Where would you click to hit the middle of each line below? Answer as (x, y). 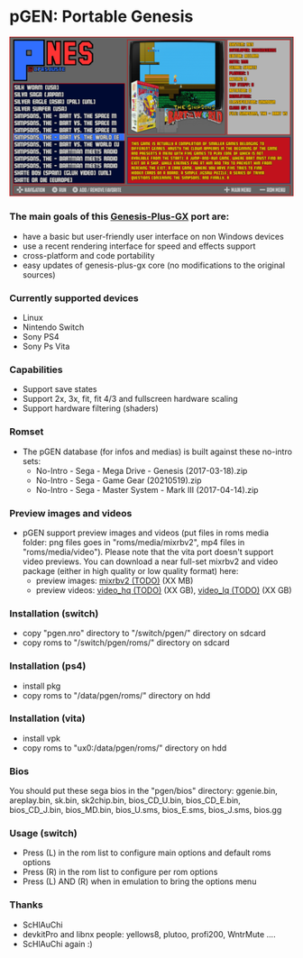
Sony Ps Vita (46, 347)
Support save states (60, 389)
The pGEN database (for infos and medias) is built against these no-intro (157, 452)
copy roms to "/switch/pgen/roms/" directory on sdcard (126, 643)
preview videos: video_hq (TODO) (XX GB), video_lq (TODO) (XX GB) (164, 590)
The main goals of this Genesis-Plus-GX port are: (119, 216)
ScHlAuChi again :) (57, 944)
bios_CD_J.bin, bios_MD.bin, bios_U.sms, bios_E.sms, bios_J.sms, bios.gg (146, 810)
